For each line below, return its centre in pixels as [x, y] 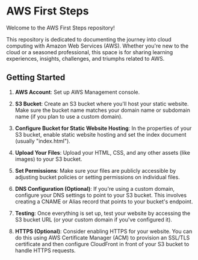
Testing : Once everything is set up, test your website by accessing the [103, 213]
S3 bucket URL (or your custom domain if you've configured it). [94, 219]
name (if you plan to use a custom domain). [69, 116]
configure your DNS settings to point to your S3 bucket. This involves [101, 195]
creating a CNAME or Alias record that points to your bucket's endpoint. [104, 201]
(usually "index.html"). [42, 141]
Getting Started [36, 77]
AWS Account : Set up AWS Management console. [77, 92]
